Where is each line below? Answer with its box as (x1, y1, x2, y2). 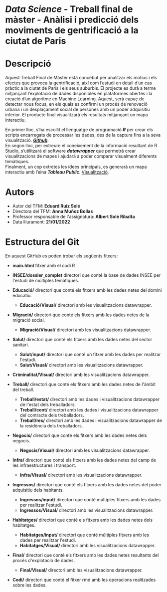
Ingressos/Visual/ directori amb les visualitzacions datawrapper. (19, 507, 154, 513)
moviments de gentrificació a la (5, 25, 139, 36)
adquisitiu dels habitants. (12, 487, 64, 493)
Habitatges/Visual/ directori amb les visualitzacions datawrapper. (19, 543, 156, 548)
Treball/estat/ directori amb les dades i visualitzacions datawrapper (19, 396, 160, 402)
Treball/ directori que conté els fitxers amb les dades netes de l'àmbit (12, 382, 156, 387)
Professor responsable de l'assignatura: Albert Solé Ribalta (12, 213, 136, 220)
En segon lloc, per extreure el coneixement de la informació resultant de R (5, 143, 158, 149)
